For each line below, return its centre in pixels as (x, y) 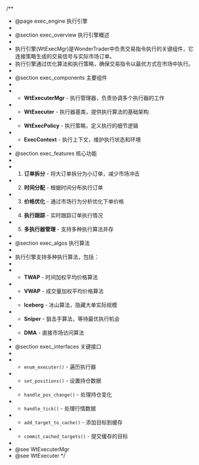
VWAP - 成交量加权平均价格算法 (64, 291)
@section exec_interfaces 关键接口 (58, 346)
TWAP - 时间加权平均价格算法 (61, 277)
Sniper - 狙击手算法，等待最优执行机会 (72, 319)
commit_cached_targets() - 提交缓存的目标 (76, 436)
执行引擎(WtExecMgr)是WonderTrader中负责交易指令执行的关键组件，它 (104, 49)
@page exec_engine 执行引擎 (51, 21)
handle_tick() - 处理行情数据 (60, 408)
